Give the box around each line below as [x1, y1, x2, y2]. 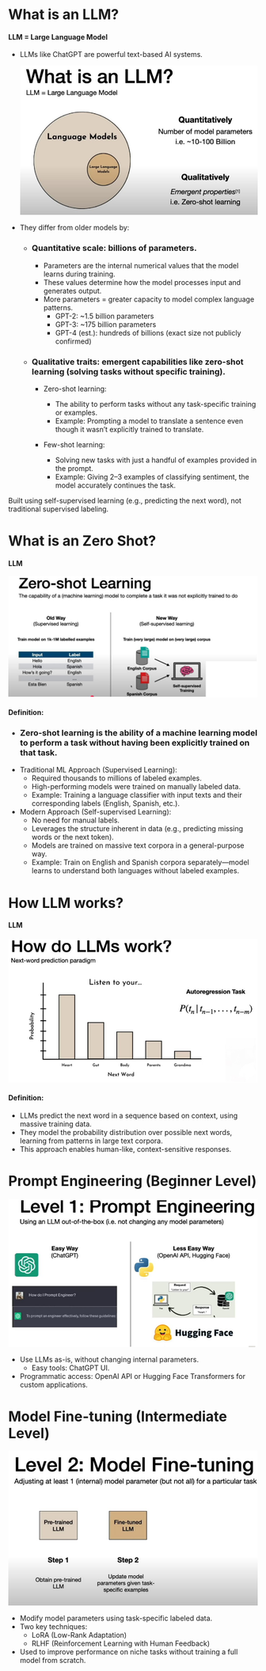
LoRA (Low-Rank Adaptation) [31, 1630, 127, 1639]
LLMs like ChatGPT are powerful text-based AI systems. [19, 50, 203, 59]
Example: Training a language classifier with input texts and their [31, 790, 243, 800]
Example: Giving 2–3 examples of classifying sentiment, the [55, 472, 249, 481]
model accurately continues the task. [55, 480, 177, 490]
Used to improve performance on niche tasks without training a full [19, 1646, 238, 1656]
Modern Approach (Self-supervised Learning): [19, 807, 172, 817]
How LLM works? [8, 894, 124, 912]
